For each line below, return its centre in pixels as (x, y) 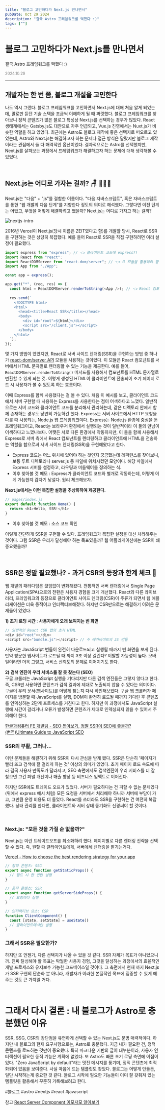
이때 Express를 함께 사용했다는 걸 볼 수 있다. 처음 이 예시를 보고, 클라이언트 (77, 395)
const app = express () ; (29, 275)
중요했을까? (16, 546)
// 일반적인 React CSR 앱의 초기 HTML (41, 630)
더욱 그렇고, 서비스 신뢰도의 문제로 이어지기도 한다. (70, 662)
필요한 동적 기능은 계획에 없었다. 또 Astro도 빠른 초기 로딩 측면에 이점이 (90, 1056)
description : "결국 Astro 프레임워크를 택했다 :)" (52, 19)
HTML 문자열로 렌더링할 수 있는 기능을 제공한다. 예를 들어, (74, 366)
